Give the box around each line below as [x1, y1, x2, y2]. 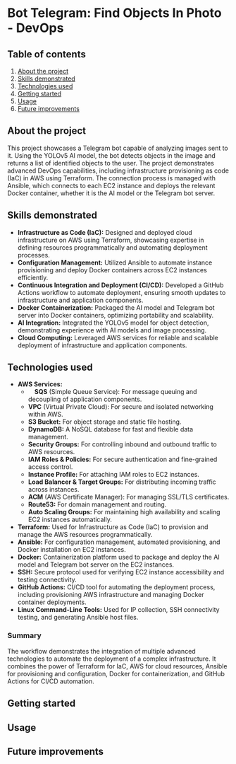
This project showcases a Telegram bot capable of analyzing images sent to [7, 144, 229, 152]
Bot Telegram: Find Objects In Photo [7, 5, 222, 21]
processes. [17, 250, 51, 259]
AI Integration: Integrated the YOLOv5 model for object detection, [17, 318, 209, 327]
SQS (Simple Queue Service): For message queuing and [34, 388, 197, 396]
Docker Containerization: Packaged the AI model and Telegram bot [17, 303, 215, 312]
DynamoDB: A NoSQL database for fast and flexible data [27, 425, 194, 434]
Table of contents [7, 48, 86, 60]
